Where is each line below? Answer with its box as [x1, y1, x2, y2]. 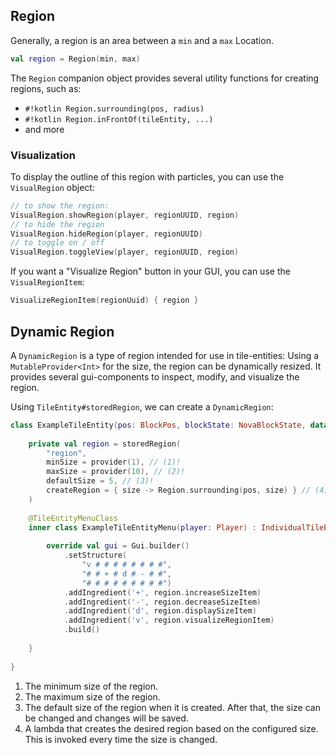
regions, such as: [10, 82, 82, 94]
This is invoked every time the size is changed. [24, 733, 218, 745]
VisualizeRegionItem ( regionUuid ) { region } [10, 295, 199, 306]
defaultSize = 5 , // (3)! [46, 476, 155, 486]
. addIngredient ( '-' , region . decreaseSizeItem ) [63, 597, 262, 607]
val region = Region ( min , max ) [10, 54, 141, 64]
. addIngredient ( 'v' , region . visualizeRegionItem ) [63, 615, 275, 626]
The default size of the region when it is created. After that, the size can [24, 701, 321, 713]
